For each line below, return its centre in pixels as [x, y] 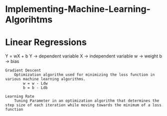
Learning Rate [20, 97]
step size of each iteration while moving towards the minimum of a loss [83, 105]
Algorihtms [29, 20]
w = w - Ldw [36, 84]
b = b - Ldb [36, 88]
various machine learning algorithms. [45, 79]
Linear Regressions [46, 42]
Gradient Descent [23, 70]
